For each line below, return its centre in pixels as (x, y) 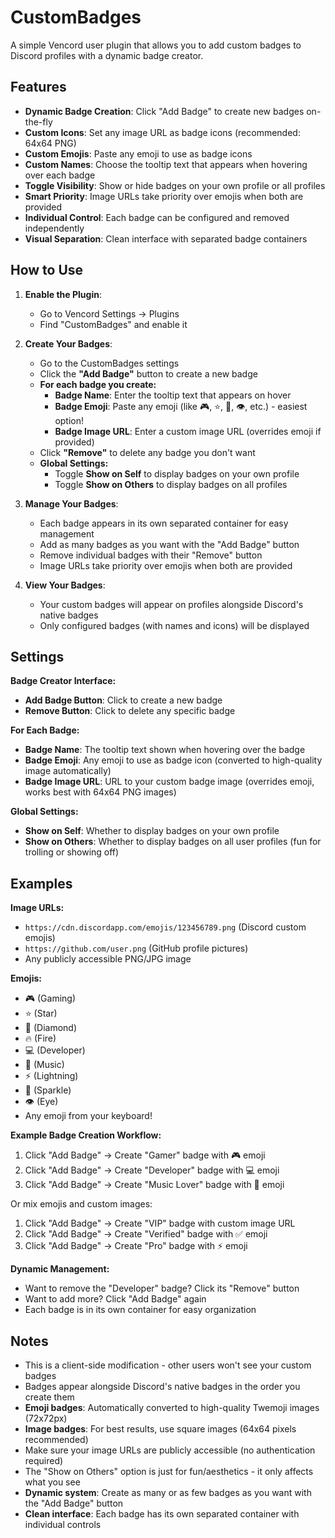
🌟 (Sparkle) (48, 1090)
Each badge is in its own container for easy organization (140, 1310)
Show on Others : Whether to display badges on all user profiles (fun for (173, 842)
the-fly (38, 122)
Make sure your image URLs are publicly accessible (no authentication (170, 1450)
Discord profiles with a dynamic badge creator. (107, 55)
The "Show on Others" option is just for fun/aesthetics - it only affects (169, 1471)
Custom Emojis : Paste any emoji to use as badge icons (138, 153)
